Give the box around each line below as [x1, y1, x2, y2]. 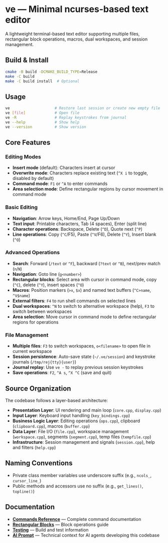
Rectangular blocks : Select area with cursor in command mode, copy [12, 276, 157, 282]
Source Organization [5, 384, 71, 393]
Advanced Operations [5, 249, 60, 256]
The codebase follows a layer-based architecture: [5, 397, 108, 403]
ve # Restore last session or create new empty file [5, 106, 160, 111]
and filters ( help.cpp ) [12, 444, 56, 450]
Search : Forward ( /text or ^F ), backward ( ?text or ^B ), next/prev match [12, 260, 160, 266]
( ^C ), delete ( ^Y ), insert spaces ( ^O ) [12, 282, 84, 288]
